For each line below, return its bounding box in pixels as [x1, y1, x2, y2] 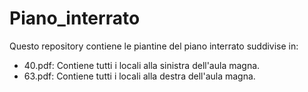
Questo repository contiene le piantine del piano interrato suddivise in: [9, 40, 299, 52]
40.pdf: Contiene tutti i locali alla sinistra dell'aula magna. [23, 59, 261, 71]
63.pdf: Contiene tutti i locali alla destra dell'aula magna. [23, 70, 256, 82]
